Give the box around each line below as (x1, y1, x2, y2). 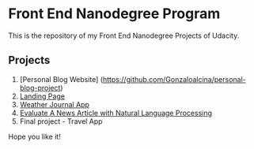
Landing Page (19, 91, 66, 101)
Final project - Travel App (19, 116, 103, 126)
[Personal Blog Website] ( (19, 74, 104, 84)
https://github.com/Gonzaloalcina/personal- (102, 74, 247, 84)
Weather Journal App (19, 99, 89, 109)
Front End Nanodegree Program (8, 5, 221, 23)
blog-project (19, 83, 61, 92)
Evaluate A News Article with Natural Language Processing (19, 108, 212, 117)
